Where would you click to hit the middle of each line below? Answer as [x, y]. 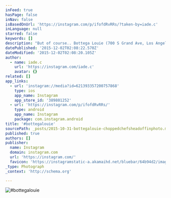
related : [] [18, 77]
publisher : [17, 143]
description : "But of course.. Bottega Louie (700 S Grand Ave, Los [79, 43]
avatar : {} [26, 72]
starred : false [21, 34]
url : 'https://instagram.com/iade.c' [54, 67]
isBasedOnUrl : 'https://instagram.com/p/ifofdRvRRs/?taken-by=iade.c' [82, 24]
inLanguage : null [24, 29]
